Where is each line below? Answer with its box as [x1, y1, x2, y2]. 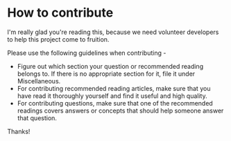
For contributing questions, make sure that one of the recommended [17, 99, 213, 107]
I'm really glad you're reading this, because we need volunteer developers [7, 28, 219, 36]
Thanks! [7, 127, 31, 135]
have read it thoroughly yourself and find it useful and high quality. [17, 92, 208, 100]
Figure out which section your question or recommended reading [17, 62, 203, 70]
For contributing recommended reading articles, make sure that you [17, 84, 211, 92]
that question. [17, 113, 58, 122]
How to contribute [7, 5, 114, 21]
